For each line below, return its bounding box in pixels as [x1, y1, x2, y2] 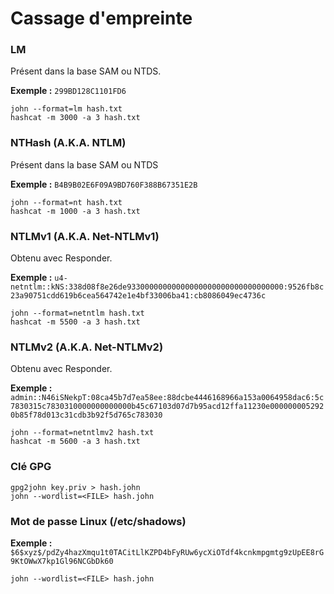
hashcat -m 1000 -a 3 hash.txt [10, 206, 141, 216]
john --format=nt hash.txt [10, 197, 123, 207]
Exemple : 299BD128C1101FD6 [10, 85, 127, 97]
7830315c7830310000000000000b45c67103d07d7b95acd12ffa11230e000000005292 [10, 402, 325, 412]
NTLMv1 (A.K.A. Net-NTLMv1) [10, 229, 160, 243]
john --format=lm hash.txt [10, 104, 123, 114]
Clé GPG [10, 460, 52, 474]
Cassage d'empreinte [10, 7, 193, 30]
